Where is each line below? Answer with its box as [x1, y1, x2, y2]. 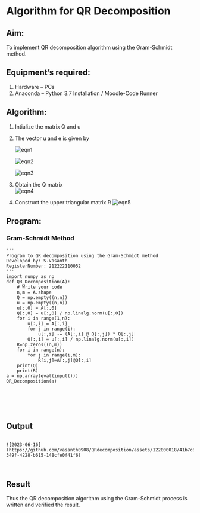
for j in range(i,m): [27, 352, 82, 358]
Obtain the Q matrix [14, 181, 63, 188]
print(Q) [17, 363, 39, 369]
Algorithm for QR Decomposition [6, 4, 171, 18]
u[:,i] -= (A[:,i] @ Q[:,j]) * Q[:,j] [37, 331, 135, 337]
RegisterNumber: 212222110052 [6, 263, 82, 270]
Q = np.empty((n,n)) [17, 295, 68, 301]
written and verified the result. [6, 501, 80, 508]
